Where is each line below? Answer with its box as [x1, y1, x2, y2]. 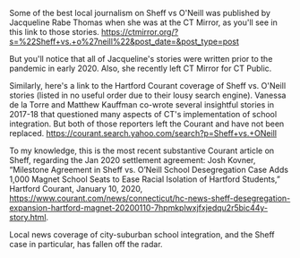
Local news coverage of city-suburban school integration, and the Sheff [9, 229, 275, 240]
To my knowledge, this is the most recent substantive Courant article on [9, 145, 275, 156]
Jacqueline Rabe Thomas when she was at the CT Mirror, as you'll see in [9, 17, 278, 28]
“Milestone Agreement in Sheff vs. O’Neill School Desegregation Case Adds [9, 165, 289, 175]
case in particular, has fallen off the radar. [9, 239, 163, 249]
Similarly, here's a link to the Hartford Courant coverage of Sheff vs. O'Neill [9, 81, 287, 90]
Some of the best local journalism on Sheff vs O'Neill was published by [9, 8, 271, 18]
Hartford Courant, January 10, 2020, [9, 184, 143, 193]
